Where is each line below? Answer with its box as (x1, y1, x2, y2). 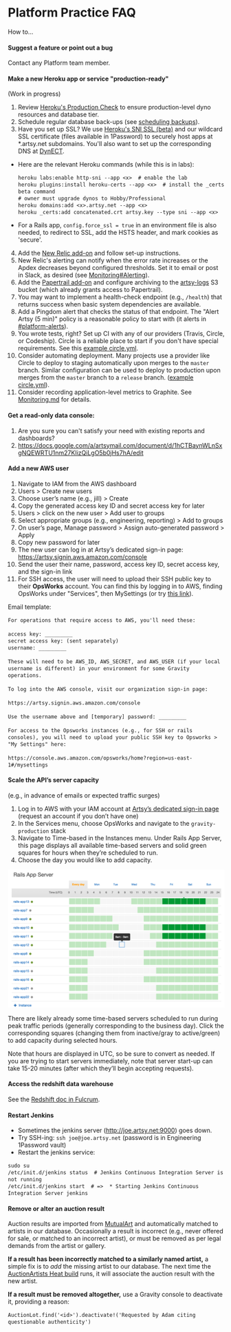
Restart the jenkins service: (17, 1148, 96, 1156)
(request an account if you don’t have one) (17, 811, 139, 820)
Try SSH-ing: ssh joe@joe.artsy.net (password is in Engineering (17, 1134, 201, 1142)
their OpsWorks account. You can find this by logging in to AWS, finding (17, 582, 223, 590)
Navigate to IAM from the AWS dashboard (17, 479, 137, 488)
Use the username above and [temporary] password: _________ (8, 713, 187, 720)
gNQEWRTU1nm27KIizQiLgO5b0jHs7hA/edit (17, 448, 144, 457)
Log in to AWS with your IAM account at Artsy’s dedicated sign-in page (17, 804, 219, 813)
